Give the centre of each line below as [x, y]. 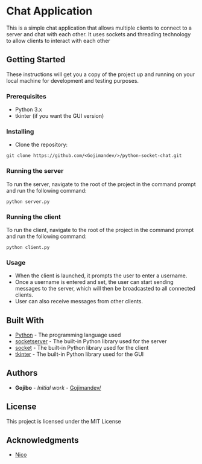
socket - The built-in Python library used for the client [82, 348]
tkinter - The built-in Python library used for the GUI [79, 354]
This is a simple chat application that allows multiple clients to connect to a [99, 28]
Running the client [34, 217]
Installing [20, 131]
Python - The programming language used [68, 335]
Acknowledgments [43, 440]
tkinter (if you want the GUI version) [59, 116]
